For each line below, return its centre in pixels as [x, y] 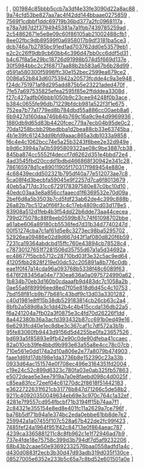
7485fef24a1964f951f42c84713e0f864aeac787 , [66, 427]
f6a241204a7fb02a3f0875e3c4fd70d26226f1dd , [67, 313]
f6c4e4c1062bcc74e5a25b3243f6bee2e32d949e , [69, 142]
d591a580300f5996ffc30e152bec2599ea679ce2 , [68, 72]
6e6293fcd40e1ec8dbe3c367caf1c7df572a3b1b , [67, 326]
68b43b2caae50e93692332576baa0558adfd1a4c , [70, 446]
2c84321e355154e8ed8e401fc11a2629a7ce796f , [67, 408]
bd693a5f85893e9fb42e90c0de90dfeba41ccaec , [69, 338]
